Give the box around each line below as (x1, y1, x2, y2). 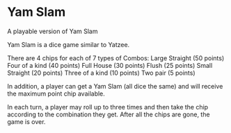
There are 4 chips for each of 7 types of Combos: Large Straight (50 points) (7, 53, 225, 62)
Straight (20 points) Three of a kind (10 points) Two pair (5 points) (7, 69, 196, 77)
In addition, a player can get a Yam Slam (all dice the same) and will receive (7, 82, 223, 90)
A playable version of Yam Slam (7, 27, 98, 35)
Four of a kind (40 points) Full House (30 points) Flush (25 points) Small (7, 61, 213, 69)
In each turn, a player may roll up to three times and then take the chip (7, 103, 209, 111)
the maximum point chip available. (7, 89, 106, 98)
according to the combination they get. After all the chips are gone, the (7, 110, 210, 118)
